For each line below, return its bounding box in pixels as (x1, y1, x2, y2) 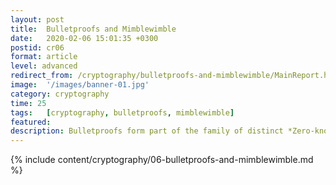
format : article (10, 52, 78, 62)
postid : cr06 (10, 42, 65, 53)
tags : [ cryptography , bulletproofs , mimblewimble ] (10, 107, 235, 118)
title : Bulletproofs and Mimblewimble (10, 24, 177, 34)
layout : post (10, 14, 65, 25)
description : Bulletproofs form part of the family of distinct (10, 126, 284, 136)
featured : (10, 117, 52, 127)
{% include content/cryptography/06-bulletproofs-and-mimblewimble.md (10, 154, 314, 166)
